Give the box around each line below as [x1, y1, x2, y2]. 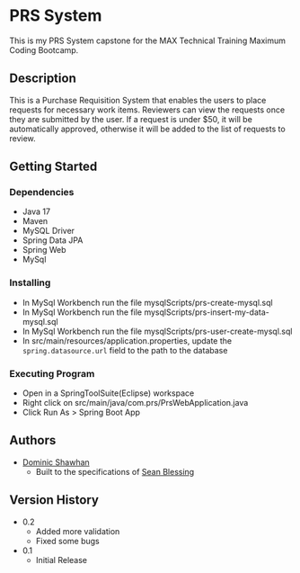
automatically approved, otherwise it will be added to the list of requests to [9, 123, 286, 134]
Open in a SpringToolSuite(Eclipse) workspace [22, 388, 195, 398]
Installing [9, 276, 51, 289]
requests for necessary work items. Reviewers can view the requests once [9, 104, 286, 115]
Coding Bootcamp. [9, 44, 79, 55]
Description [9, 71, 76, 86]
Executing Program [9, 367, 95, 380]
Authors [9, 433, 57, 448]
